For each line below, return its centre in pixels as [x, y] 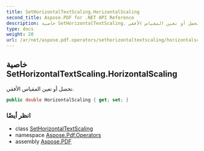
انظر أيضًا [19, 115]
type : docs [20, 29]
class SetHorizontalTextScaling [54, 129]
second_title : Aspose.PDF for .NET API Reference [70, 18]
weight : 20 [20, 35]
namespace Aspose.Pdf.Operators [58, 135]
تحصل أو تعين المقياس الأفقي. [40, 89]
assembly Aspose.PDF [43, 141]
